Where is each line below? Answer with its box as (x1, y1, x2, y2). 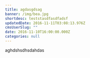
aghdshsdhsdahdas (5, 47, 45, 53)
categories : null (5, 34, 40, 39)
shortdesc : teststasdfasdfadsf (5, 16, 68, 21)
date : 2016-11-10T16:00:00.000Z (5, 29, 70, 34)
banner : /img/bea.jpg (5, 12, 49, 16)
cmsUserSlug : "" (5, 25, 38, 30)
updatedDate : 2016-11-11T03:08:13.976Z (5, 20, 86, 26)
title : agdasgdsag (5, 7, 42, 12)
